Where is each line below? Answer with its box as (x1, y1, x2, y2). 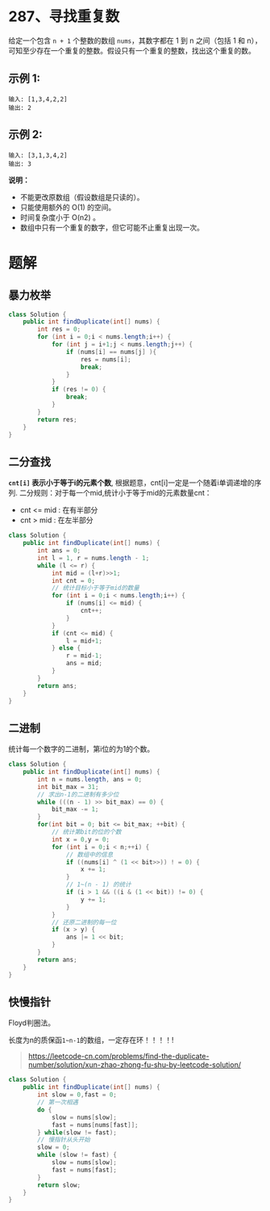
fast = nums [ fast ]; (51, 1166, 117, 1174)
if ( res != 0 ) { (51, 386, 106, 394)
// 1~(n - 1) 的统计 (65, 880, 131, 889)
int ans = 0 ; (37, 546, 81, 555)
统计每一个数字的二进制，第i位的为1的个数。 (8, 745, 155, 754)
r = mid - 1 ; (65, 652, 103, 660)
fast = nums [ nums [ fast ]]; (51, 1120, 139, 1129)
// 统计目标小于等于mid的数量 (51, 584, 139, 593)
